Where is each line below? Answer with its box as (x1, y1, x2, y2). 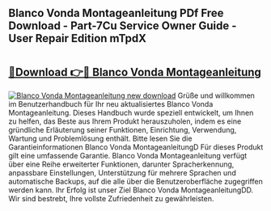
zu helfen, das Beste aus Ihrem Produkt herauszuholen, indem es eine (8, 116, 242, 126)
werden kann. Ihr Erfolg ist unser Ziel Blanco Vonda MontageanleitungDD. (8, 185, 254, 195)
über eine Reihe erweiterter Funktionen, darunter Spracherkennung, (8, 159, 235, 169)
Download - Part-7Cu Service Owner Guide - (8, 19, 237, 33)
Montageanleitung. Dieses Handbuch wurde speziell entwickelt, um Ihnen (8, 108, 254, 117)
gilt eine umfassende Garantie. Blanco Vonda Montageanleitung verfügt (8, 151, 248, 160)
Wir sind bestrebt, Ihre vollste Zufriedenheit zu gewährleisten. (8, 194, 214, 203)
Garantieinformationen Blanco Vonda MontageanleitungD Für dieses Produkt (8, 142, 264, 152)
